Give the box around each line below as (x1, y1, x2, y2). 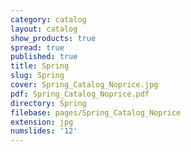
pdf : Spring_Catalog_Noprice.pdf (10, 89, 150, 99)
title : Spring (10, 61, 70, 71)
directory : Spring (10, 98, 87, 108)
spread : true (10, 42, 65, 53)
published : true (10, 52, 78, 62)
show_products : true (10, 33, 97, 43)
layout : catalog (10, 24, 78, 34)
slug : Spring (10, 71, 65, 81)
